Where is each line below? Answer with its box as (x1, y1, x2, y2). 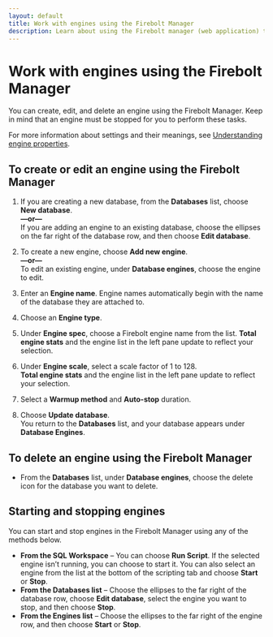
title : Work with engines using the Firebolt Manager (8, 19, 195, 28)
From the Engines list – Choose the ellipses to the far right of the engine (19, 610, 262, 621)
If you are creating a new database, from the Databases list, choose (19, 196, 249, 207)
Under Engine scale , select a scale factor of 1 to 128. (19, 362, 197, 372)
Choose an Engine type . (19, 313, 102, 323)
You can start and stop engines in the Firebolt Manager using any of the (8, 526, 249, 536)
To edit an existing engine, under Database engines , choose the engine (19, 265, 262, 274)
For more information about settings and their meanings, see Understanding (8, 131, 262, 140)
